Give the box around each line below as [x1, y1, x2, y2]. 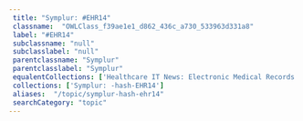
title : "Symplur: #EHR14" [12, 13, 111, 23]
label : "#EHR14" [12, 30, 75, 39]
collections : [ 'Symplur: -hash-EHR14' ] [12, 81, 165, 90]
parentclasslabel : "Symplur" [12, 65, 124, 74]
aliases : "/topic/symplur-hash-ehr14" [12, 89, 165, 98]
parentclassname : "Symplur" [12, 55, 120, 65]
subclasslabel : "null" [12, 47, 99, 56]
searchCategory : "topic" [12, 97, 107, 107]
